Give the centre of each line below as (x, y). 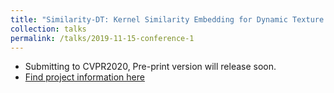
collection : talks (48, 29)
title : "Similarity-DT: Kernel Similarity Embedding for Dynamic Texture (167, 19)
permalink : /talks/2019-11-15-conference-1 (102, 38)
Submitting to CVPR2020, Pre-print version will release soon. (150, 67)
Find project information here (84, 77)
